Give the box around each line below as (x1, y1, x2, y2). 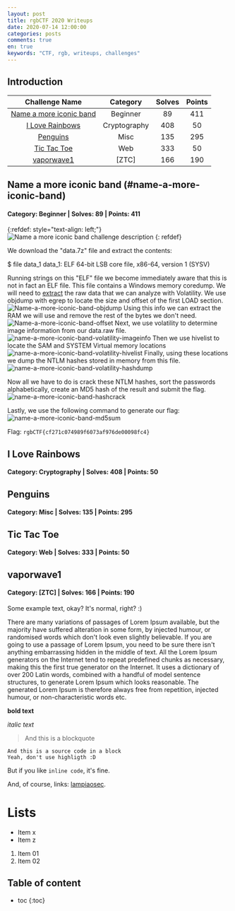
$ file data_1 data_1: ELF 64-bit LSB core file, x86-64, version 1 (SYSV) (7, 260, 210, 269)
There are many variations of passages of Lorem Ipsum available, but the (7, 618, 220, 626)
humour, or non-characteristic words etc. (7, 693, 127, 701)
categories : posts (7, 30, 61, 37)
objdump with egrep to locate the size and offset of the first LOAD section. (7, 296, 224, 305)
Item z (17, 835, 37, 844)
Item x (17, 828, 37, 836)
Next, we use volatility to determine (114, 319, 217, 327)
